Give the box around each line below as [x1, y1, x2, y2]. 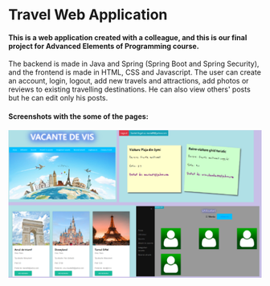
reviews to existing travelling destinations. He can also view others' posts [8, 84, 251, 94]
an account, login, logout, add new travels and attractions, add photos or [8, 76, 249, 86]
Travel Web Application [8, 6, 168, 24]
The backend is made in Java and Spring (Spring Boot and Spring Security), [8, 59, 260, 69]
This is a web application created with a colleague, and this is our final [8, 32, 247, 42]
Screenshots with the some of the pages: [8, 111, 149, 121]
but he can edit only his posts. [8, 93, 108, 103]
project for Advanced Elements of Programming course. [8, 41, 199, 51]
